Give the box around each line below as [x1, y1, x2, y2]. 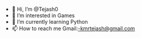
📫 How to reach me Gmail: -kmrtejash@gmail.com [11, 25, 135, 32]
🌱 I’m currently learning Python [11, 18, 88, 25]
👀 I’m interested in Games [11, 12, 75, 19]
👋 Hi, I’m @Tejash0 [11, 6, 58, 12]
